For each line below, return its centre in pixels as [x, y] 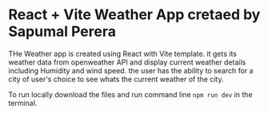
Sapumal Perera [62, 31]
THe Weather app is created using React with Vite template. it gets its [123, 53]
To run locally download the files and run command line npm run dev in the [131, 94]
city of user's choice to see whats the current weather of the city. [116, 79]
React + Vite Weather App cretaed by [134, 15]
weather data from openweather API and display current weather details [127, 62]
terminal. [23, 103]
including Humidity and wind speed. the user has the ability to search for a [131, 70]
